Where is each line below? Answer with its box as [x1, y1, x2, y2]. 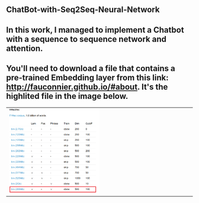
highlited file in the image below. [6, 91, 129, 101]
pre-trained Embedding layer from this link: [6, 73, 169, 83]
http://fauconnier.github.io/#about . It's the [6, 82, 168, 92]
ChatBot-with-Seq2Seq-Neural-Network [6, 5, 160, 15]
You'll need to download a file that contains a [6, 63, 176, 73]
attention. [6, 43, 43, 53]
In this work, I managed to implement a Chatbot [6, 25, 185, 35]
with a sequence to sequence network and [6, 34, 167, 44]
